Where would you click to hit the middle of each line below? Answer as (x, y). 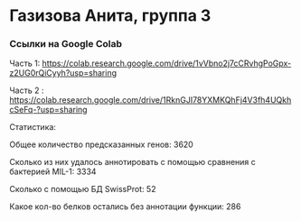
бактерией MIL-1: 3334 (53, 171)
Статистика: (33, 127)
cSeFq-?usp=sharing (48, 110)
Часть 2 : (27, 90)
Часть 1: (25, 63)
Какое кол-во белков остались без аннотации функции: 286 (125, 207)
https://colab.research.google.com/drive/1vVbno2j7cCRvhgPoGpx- (167, 63)
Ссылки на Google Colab (66, 44)
